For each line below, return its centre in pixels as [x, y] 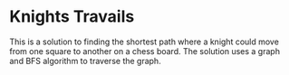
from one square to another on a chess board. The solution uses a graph [145, 51]
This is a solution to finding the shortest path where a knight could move [144, 42]
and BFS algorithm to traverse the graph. [85, 61]
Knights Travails [72, 17]
